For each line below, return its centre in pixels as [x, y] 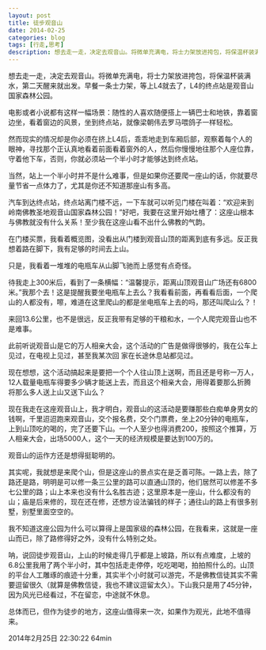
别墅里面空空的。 [49, 512]
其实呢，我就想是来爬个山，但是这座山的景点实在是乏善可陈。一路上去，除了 [133, 472]
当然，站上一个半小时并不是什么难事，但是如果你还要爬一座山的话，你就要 [129, 176]
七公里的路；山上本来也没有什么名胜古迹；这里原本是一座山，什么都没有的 [129, 492]
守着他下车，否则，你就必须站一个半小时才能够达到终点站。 [105, 159]
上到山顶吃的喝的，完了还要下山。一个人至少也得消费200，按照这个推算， [129, 429]
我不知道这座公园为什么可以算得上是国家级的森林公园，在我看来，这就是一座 [133, 528]
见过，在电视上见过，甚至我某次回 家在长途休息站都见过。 [103, 355]
